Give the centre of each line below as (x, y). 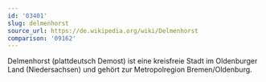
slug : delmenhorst (38, 23)
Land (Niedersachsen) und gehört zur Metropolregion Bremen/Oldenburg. (130, 70)
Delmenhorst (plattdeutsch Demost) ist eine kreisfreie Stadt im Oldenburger (133, 61)
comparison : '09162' (42, 38)
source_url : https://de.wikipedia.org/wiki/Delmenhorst (103, 31)
